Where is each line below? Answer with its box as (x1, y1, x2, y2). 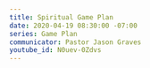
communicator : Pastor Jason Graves (9, 37, 142, 47)
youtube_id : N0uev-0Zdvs (9, 46, 102, 55)
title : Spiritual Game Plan (9, 12, 114, 22)
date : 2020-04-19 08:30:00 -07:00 (9, 21, 138, 30)
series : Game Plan (9, 29, 78, 38)
